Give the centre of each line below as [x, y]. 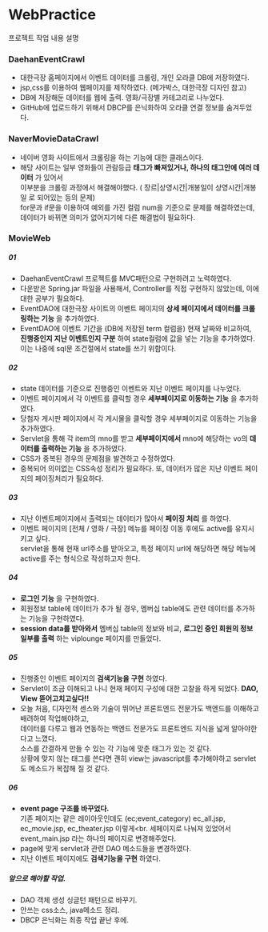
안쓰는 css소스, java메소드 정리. [70, 910]
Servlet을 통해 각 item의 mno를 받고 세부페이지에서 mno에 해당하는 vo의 [134, 438]
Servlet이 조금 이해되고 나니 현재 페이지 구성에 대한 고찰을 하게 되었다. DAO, [139, 689]
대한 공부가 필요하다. [52, 298]
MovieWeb [30, 238]
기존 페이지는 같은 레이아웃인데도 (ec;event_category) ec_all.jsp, [122, 818]
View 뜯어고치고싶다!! [54, 698]
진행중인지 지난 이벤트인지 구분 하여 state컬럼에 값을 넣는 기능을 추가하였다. [138, 338]
